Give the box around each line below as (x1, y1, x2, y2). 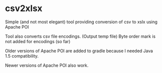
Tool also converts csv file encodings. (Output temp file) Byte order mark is (5, 33, 156, 39)
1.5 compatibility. (5, 53, 39, 58)
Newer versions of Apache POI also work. (5, 62, 89, 68)
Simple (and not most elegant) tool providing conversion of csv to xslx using (5, 19, 158, 25)
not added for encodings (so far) (5, 38, 71, 44)
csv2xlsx (5, 3, 43, 14)
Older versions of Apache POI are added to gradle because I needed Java (5, 48, 153, 54)
